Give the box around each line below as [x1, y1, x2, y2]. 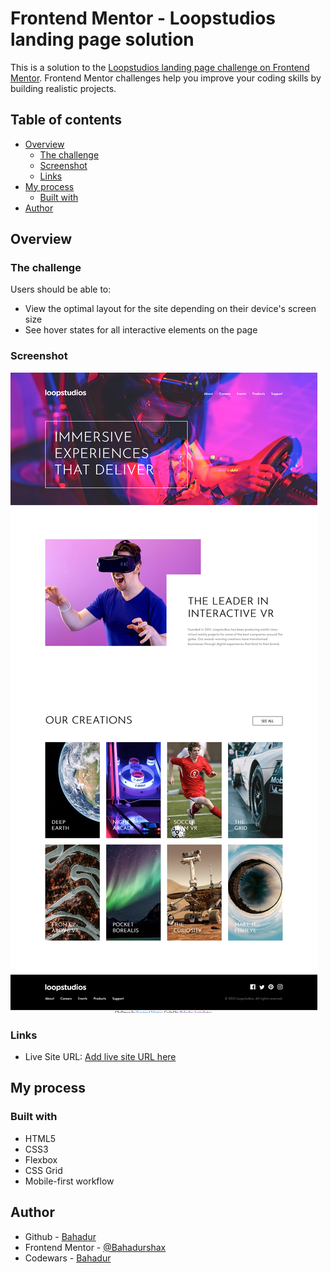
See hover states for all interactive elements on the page [24, 324, 258, 336]
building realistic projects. [10, 82, 117, 94]
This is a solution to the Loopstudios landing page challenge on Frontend [10, 61, 310, 73]
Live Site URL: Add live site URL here [24, 1051, 177, 1063]
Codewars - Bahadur [24, 1252, 112, 1264]
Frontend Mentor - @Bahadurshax [24, 1241, 167, 1253]
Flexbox [24, 1153, 58, 1166]
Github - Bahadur [24, 1230, 97, 1242]
